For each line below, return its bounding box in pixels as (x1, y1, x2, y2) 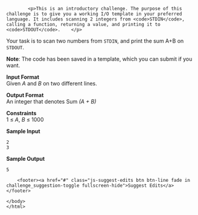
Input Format (6, 73, 39, 81)
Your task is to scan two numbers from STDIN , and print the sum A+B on (6, 37, 184, 45)
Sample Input (6, 128, 40, 135)
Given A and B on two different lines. (6, 80, 98, 87)
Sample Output (6, 155, 45, 162)
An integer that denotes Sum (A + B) (6, 98, 97, 105)
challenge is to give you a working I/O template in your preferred (6, 11, 182, 17)
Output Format (6, 92, 44, 99)
